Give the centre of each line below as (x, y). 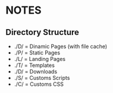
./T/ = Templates (34, 65)
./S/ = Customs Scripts (42, 78)
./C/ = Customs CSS (39, 84)
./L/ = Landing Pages (40, 59)
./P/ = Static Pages (37, 53)
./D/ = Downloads (36, 71)
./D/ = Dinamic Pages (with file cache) (61, 46)
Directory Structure (43, 32)
